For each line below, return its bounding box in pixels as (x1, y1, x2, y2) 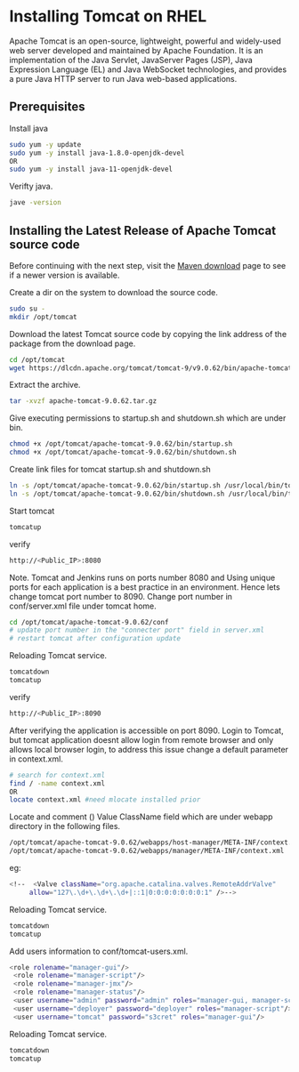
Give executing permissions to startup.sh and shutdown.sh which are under (9, 413, 287, 423)
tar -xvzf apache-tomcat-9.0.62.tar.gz (9, 397, 158, 406)
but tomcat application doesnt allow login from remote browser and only (9, 734, 274, 745)
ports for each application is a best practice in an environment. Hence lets (9, 581, 280, 592)
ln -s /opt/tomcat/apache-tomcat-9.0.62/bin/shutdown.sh (9, 489, 225, 498)
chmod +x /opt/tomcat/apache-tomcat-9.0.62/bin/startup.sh (9, 439, 233, 448)
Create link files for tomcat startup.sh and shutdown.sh (9, 464, 211, 475)
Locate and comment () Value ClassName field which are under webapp (9, 811, 273, 822)
